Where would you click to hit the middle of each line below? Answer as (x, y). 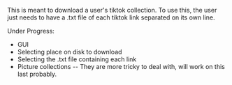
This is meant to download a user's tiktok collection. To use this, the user (112, 10)
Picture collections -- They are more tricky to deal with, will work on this (121, 67)
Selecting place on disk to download (70, 52)
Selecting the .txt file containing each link (77, 59)
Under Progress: (31, 31)
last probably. (37, 74)
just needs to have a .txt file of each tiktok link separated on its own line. (111, 17)
